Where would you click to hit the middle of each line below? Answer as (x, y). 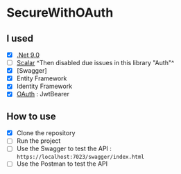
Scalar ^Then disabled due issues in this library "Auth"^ (95, 63)
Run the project (38, 141)
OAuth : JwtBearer (43, 94)
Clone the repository (46, 133)
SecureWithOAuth (60, 13)
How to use (31, 116)
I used (20, 38)
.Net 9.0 (28, 55)
